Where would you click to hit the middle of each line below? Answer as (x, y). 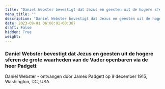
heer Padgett (21, 66)
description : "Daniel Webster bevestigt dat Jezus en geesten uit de (78, 18)
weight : (13, 37)
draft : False (18, 28)
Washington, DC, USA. (28, 82)
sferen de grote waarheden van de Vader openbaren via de (77, 60)
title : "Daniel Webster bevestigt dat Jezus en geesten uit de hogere (79, 9)
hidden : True (18, 32)
